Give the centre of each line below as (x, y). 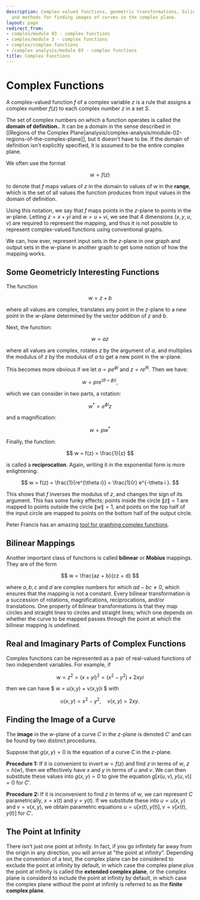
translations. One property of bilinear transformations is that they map (92, 606)
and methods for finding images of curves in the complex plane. (94, 17)
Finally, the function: (31, 442)
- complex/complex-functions (42, 45)
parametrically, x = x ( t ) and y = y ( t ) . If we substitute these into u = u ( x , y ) (96, 800)
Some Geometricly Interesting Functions (83, 272)
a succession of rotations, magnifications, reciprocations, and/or (85, 600)
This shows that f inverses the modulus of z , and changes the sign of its (94, 494)
